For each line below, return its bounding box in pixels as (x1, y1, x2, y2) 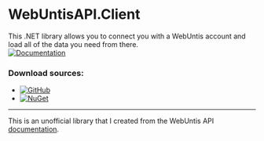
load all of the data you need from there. (8, 39, 139, 49)
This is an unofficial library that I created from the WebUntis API (8, 116, 214, 126)
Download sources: (8, 67, 84, 78)
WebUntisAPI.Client (8, 5, 141, 23)
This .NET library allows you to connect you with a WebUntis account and (8, 31, 246, 41)
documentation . (8, 125, 60, 134)
